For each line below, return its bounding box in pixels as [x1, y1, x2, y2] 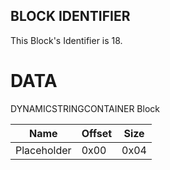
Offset [81, 126, 113, 140]
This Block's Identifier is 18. [10, 34, 123, 46]
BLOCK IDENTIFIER [10, 8, 131, 25]
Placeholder [15, 143, 72, 157]
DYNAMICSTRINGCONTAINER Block [10, 102, 160, 114]
